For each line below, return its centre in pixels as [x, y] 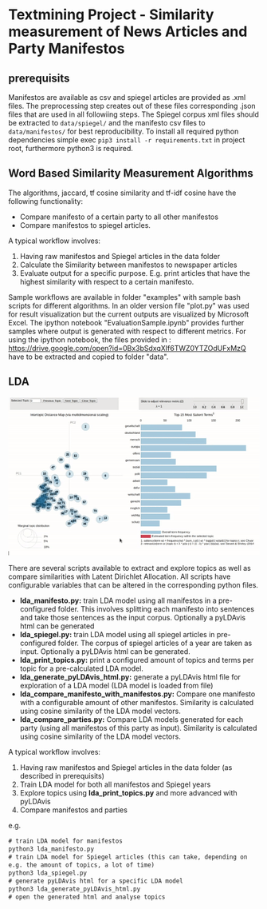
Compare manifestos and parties [73, 810]
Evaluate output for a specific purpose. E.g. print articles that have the [135, 273]
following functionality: [46, 201]
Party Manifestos [67, 49]
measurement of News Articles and [128, 32]
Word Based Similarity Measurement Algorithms [131, 173]
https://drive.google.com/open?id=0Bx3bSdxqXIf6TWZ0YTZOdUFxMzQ [128, 348]
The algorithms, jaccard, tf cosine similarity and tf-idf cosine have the [122, 193]
